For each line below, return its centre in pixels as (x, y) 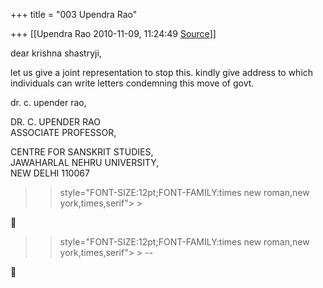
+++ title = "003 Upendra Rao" (74, 14)
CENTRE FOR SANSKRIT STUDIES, (82, 152)
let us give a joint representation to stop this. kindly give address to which (162, 72)
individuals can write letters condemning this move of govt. (132, 83)
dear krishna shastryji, (56, 53)
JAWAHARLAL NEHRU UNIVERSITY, (85, 162)
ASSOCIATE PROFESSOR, (63, 132)
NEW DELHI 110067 (50, 173)
